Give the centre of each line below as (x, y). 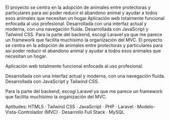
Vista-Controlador (24, 112)
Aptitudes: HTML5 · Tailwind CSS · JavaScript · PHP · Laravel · (71, 106)
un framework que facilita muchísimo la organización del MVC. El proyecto (84, 40)
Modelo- (146, 106)
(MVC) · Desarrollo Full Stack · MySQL (84, 112)
